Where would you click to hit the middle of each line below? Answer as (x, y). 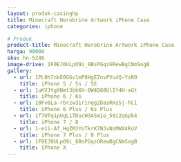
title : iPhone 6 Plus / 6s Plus (66, 110)
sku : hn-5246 (26, 58)
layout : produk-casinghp (43, 13)
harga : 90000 (26, 52)
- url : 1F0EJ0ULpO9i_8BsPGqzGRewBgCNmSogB (75, 141)
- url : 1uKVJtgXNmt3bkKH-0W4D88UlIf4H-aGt (75, 90)
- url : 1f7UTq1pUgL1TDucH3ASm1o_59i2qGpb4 (75, 116)
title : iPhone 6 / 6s (50, 97)
